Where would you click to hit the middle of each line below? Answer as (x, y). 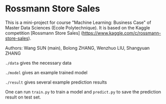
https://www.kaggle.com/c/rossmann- (122, 33)
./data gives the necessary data (38, 63)
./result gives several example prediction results (56, 82)
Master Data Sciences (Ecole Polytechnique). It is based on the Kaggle (78, 27)
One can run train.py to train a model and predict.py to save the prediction (83, 92)
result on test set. (23, 97)
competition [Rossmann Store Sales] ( (44, 33)
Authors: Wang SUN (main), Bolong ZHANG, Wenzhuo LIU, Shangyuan (78, 48)
